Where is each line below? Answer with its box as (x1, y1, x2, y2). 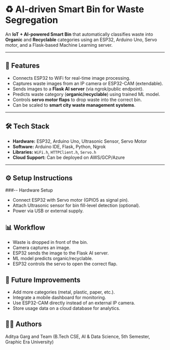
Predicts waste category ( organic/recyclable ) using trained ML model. (12, 91, 160, 97)
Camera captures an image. (12, 245, 71, 251)
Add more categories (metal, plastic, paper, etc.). (12, 289, 115, 295)
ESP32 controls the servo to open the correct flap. (12, 261, 118, 267)
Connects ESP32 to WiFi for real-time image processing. (12, 75, 131, 81)
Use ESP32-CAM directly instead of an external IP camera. (12, 300, 136, 306)
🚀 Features (5, 61, 40, 70)
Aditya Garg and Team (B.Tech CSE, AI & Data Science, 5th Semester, (5, 333, 150, 339)
